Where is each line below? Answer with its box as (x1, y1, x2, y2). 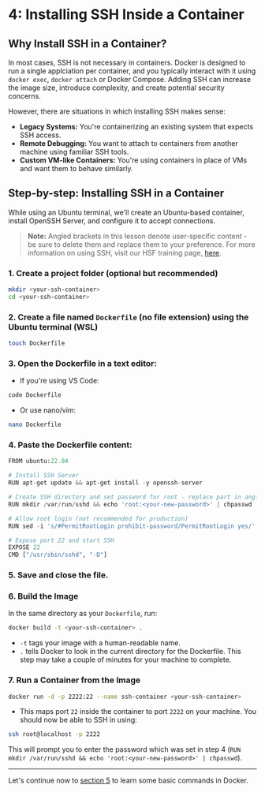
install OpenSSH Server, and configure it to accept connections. (8, 215, 215, 226)
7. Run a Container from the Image (8, 674, 140, 686)
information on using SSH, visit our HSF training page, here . (27, 248, 222, 257)
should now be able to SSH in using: (19, 715, 138, 725)
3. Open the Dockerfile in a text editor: (8, 357, 158, 368)
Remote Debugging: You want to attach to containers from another (19, 139, 238, 148)
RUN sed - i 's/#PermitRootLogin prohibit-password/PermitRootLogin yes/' (8, 522, 256, 530)
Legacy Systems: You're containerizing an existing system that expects (19, 122, 254, 131)
